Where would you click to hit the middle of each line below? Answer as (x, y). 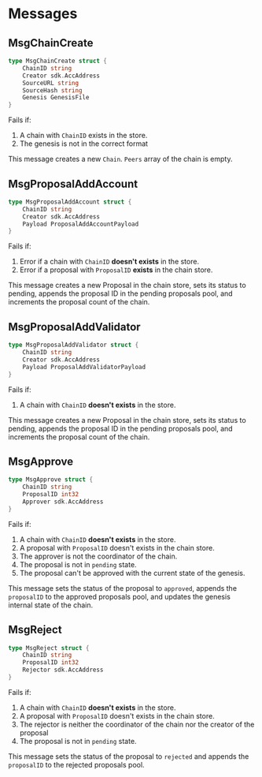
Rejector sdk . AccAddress (63, 670)
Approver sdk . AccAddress (63, 502)
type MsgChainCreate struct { (58, 61)
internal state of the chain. (50, 605)
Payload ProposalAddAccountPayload (81, 224)
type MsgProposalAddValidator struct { (74, 345)
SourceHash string (52, 90)
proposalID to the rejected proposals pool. (76, 764)
